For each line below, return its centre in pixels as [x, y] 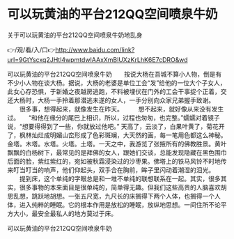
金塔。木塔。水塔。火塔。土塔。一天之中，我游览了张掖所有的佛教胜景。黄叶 [117, 144]
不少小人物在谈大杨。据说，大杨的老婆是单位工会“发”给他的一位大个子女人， [117, 83]
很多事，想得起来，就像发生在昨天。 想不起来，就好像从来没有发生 [122, 109]
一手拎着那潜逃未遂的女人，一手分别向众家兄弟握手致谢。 [132, 100]
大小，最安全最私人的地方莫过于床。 [65, 213]
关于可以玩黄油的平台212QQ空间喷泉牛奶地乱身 [75, 35]
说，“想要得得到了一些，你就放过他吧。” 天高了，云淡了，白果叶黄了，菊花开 [116, 126]
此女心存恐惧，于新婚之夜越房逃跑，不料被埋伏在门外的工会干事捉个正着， [114, 91]
